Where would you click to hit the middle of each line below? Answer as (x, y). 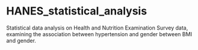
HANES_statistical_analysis (77, 11)
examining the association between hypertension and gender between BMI (99, 34)
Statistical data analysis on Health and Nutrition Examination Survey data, (97, 28)
